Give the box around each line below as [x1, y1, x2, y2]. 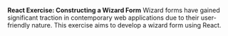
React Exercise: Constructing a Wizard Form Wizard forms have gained [7, 6, 221, 14]
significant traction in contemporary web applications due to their [7, 13, 199, 22]
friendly [7, 21, 31, 29]
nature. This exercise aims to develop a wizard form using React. [31, 21, 222, 29]
